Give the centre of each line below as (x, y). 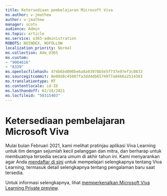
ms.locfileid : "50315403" (33, 95)
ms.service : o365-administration (41, 39)
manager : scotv (21, 24)
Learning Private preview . (32, 188)
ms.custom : (17, 57)
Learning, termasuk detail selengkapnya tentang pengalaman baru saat (80, 167)
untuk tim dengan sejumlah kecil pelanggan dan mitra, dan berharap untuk (83, 151)
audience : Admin (22, 29)
